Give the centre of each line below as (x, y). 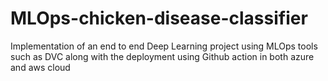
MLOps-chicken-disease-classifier (159, 18)
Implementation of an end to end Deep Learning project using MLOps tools (164, 46)
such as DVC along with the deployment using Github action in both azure (162, 56)
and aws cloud (40, 67)
